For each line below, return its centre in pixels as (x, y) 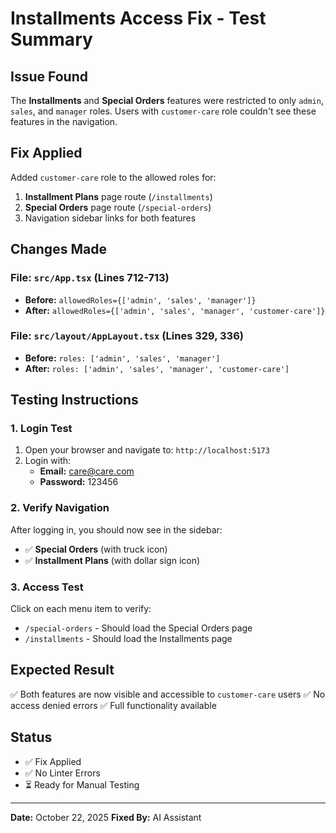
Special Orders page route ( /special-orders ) (118, 207)
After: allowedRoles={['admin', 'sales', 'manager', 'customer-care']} (175, 310)
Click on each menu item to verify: (81, 609)
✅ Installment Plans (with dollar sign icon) (112, 560)
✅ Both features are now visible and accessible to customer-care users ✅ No (168, 694)
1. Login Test (41, 429)
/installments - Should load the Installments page (128, 639)
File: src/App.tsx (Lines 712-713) (90, 278)
